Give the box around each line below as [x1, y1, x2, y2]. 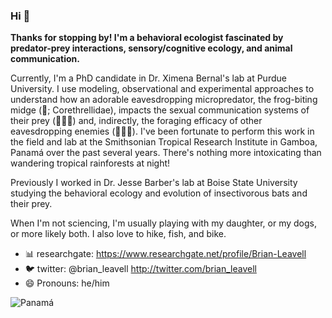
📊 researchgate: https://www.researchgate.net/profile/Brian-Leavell [24, 248, 307, 260]
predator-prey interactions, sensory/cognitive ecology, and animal [10, 42, 293, 54]
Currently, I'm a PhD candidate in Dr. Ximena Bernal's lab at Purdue [10, 72, 287, 84]
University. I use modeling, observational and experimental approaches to [10, 83, 315, 95]
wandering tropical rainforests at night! [10, 157, 171, 169]
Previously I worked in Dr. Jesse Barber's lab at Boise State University [10, 177, 298, 189]
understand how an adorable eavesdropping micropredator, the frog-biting [10, 94, 318, 106]
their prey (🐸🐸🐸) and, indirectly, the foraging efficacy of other [10, 115, 263, 127]
